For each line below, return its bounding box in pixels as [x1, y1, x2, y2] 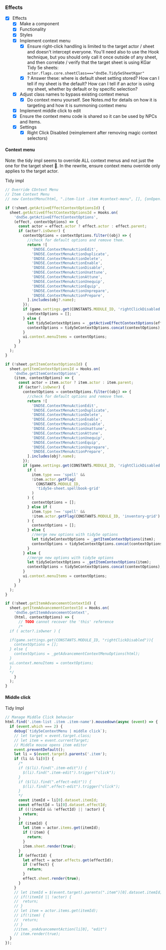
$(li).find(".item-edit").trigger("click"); [23, 770, 116, 775]
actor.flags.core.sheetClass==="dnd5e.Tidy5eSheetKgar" [27, 71, 145, 76]
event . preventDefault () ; [14, 747, 65, 752]
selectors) [27, 135, 48, 141]
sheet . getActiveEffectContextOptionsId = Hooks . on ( [9, 210, 119, 215]
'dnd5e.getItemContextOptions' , [14, 371, 81, 376]
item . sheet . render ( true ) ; [23, 844, 77, 848]
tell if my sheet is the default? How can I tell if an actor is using [27, 81, 155, 87]
